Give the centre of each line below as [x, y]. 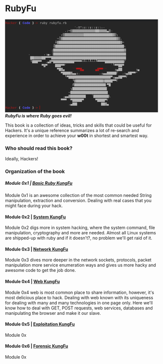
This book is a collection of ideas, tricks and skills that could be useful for [78, 125]
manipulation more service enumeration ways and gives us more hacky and [81, 265]
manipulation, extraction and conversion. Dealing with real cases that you [78, 201]
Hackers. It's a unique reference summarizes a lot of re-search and [72, 130]
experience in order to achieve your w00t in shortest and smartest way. [77, 135]
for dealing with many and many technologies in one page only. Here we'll [79, 303]
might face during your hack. [34, 206]
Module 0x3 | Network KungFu [37, 249]
